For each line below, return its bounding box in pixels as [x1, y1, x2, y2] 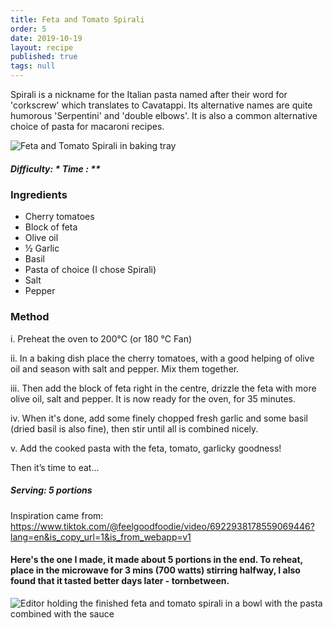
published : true [10, 52, 78, 62]
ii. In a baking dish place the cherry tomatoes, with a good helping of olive [10, 352, 315, 364]
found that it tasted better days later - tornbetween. [10, 575, 230, 587]
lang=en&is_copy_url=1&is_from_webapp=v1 [10, 531, 192, 543]
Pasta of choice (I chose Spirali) [24, 264, 157, 276]
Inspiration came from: [10, 509, 104, 521]
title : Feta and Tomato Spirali [10, 14, 145, 25]
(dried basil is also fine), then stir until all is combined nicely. [10, 422, 259, 435]
